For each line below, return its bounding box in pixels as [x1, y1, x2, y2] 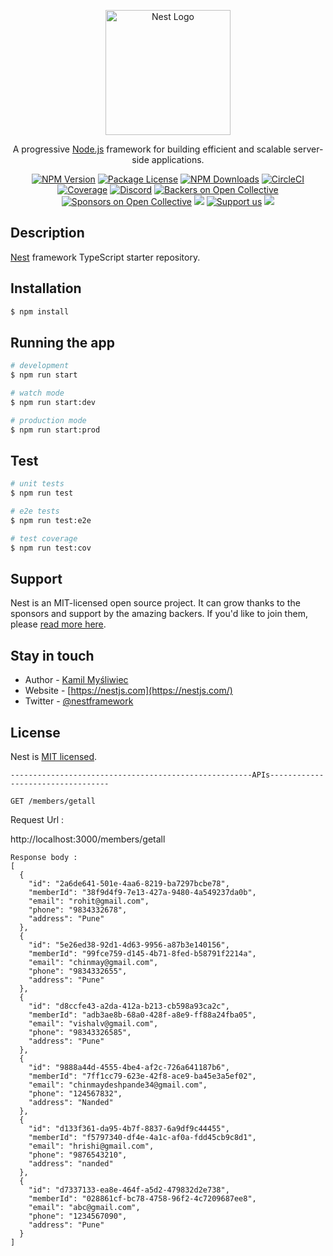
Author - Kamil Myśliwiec [24, 674, 129, 686]
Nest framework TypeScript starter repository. [10, 251, 201, 263]
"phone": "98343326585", [28, 1028, 132, 1038]
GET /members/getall [10, 796, 97, 807]
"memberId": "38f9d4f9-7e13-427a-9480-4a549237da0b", [28, 888, 257, 898]
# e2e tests [10, 506, 60, 517]
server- [293, 143, 324, 155]
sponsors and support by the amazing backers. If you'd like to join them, [10, 608, 308, 620]
